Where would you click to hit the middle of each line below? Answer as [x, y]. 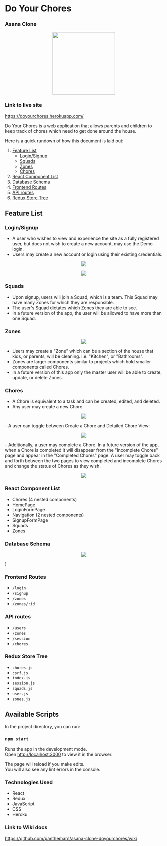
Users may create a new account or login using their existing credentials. [87, 254]
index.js [21, 678]
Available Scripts [32, 715]
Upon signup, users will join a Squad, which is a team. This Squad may [85, 297]
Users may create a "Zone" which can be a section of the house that [83, 351]
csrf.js [20, 673]
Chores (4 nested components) [45, 499]
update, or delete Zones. [38, 378]
